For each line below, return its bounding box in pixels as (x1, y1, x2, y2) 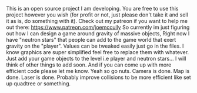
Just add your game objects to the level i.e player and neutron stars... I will (6, 55, 186, 62)
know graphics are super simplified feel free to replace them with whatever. (6, 49, 189, 55)
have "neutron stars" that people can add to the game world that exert (6, 36, 176, 43)
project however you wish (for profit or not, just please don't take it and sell (6, 11, 188, 18)
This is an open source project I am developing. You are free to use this (6, 5, 179, 12)
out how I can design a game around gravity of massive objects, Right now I (6, 30, 190, 37)
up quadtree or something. (6, 80, 71, 87)
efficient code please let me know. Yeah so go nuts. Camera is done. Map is (6, 68, 190, 74)
